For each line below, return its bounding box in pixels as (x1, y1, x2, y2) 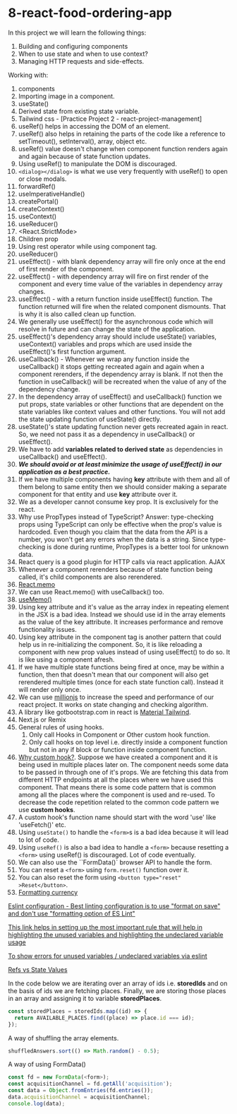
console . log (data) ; (8, 1100, 66, 1107)
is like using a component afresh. (18, 655, 115, 664)
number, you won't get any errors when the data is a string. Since (18, 535, 209, 544)
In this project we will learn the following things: (8, 28, 147, 37)
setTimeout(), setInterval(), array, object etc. (18, 136, 147, 146)
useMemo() (18, 595, 52, 604)
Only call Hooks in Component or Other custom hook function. (28, 730, 210, 739)
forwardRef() (18, 182, 56, 190)
